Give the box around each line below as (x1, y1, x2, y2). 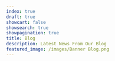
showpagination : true (6, 30, 60, 36)
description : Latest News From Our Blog (6, 41, 107, 47)
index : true (6, 8, 35, 15)
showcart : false (6, 19, 46, 25)
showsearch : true (6, 24, 49, 31)
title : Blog (6, 35, 35, 41)
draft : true (6, 14, 35, 20)
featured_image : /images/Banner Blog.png (6, 46, 110, 52)
